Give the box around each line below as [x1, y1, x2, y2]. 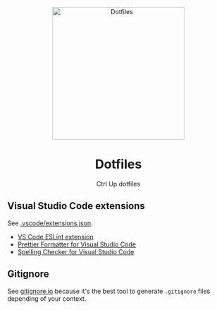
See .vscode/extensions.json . [7, 219, 93, 227]
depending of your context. [7, 294, 87, 303]
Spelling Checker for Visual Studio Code [17, 247, 135, 256]
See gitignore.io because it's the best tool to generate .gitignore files [7, 287, 211, 295]
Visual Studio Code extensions [7, 200, 146, 212]
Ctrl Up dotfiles [96, 179, 141, 188]
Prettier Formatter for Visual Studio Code [17, 240, 136, 249]
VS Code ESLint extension [17, 232, 94, 241]
